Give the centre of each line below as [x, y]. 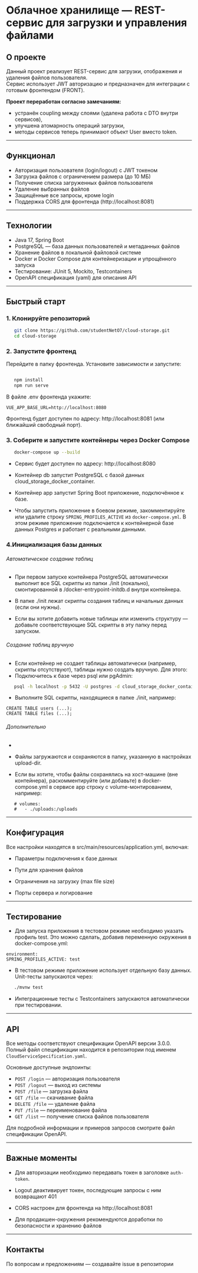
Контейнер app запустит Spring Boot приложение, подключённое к [99, 493]
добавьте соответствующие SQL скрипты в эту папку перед [90, 625]
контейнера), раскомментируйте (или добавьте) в [78, 781]
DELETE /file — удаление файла [55, 1104]
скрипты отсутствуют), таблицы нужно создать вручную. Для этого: [101, 669]
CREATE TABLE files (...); [39, 714]
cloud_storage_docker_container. [55, 481]
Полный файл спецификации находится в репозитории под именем [91, 1050]
